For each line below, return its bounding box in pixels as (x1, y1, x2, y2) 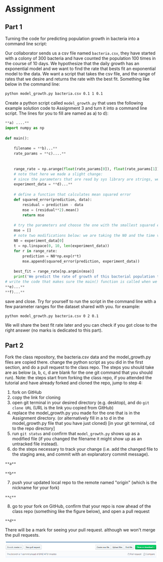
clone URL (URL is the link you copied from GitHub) (12, 405, 114, 411)
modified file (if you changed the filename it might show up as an (12, 436, 142, 442)
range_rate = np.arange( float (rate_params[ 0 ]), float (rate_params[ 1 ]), (14, 166, 162, 171)
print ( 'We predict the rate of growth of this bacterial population (14, 274, 155, 279)
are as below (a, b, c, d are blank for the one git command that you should (5, 369, 153, 375)
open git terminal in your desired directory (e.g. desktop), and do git (12, 400, 149, 405)
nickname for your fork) (12, 485, 60, 491)
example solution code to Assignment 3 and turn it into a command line (5, 105, 147, 111)
